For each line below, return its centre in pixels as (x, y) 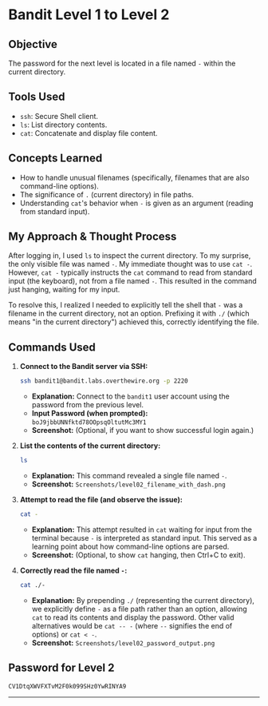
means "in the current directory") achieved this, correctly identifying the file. (134, 322)
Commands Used (52, 347)
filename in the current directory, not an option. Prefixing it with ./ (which (129, 314)
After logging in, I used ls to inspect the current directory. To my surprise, (130, 256)
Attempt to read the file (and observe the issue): (101, 500)
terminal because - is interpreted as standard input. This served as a (144, 537)
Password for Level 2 (61, 668)
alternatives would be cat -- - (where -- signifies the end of (132, 625)
